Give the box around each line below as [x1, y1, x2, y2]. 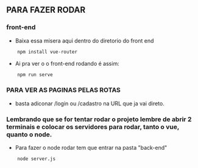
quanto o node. [6, 130, 52, 139]
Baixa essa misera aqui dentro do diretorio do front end [15, 37, 154, 44]
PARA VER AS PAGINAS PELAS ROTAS [6, 86, 121, 94]
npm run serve [17, 71, 53, 78]
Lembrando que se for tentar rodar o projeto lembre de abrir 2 [6, 115, 192, 124]
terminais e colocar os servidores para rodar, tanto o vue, [6, 122, 180, 131]
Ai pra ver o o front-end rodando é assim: [15, 60, 120, 67]
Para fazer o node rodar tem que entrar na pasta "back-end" [15, 144, 168, 152]
